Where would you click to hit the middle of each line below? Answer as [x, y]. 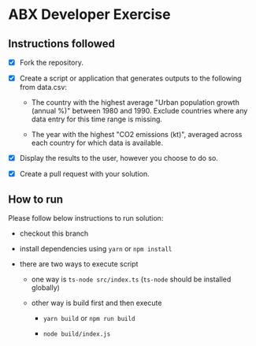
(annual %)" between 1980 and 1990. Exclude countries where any [139, 111]
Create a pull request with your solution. [84, 174]
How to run [36, 199]
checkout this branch [54, 233]
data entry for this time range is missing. [97, 119]
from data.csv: [43, 87]
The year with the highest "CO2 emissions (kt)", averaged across [137, 135]
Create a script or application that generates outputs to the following [130, 78]
